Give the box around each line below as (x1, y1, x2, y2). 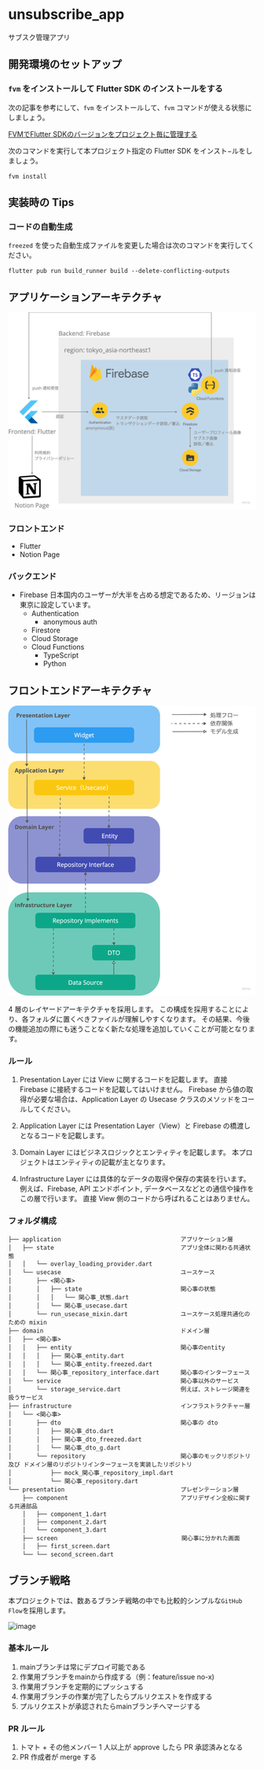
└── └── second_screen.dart (22, 1550, 114, 1558)
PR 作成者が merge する (19, 1752, 97, 1761)
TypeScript (42, 650, 79, 660)
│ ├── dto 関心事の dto (8, 1418, 218, 1427)
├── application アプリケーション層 (8, 1235, 233, 1244)
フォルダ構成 (8, 1215, 57, 1226)
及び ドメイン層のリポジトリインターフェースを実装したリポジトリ (8, 1461, 192, 1469)
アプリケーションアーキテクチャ (8, 290, 163, 304)
